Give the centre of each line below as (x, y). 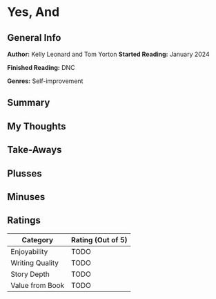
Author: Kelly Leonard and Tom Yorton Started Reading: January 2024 (108, 54)
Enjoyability (29, 251)
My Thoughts (37, 126)
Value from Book (38, 285)
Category (38, 239)
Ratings (24, 220)
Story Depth (30, 274)
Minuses (26, 197)
